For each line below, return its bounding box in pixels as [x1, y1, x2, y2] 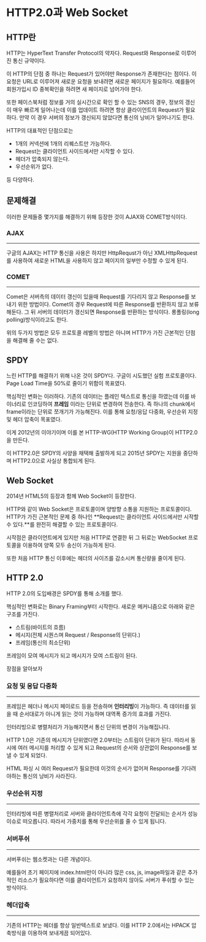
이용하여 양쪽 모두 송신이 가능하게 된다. [22, 541, 116, 549]
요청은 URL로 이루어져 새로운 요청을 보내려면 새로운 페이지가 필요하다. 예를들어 [6, 78, 195, 85]
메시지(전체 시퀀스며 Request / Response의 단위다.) [15, 631, 141, 638]
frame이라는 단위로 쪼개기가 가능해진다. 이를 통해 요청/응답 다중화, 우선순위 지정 [6, 408, 198, 415]
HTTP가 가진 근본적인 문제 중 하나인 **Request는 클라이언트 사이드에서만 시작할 [6, 513, 199, 520]
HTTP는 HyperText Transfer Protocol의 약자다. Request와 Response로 [6, 50, 180, 56]
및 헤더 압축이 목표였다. [6, 415, 63, 423]
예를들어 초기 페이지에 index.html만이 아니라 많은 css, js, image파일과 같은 [6, 868, 186, 876]
